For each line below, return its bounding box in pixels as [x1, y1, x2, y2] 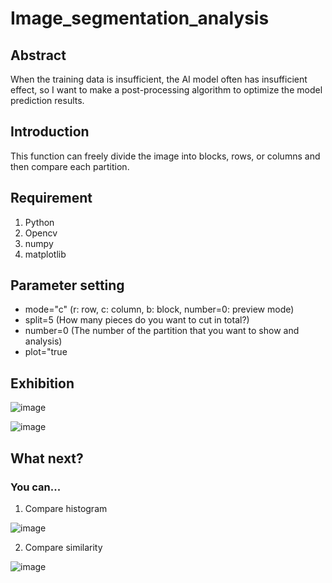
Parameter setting [10, 277, 125, 294]
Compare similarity [24, 541, 103, 553]
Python [24, 216, 55, 228]
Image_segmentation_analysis [10, 7, 270, 30]
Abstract [10, 47, 67, 64]
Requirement [10, 190, 93, 207]
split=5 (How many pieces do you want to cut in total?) [24, 314, 250, 326]
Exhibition [10, 375, 75, 392]
